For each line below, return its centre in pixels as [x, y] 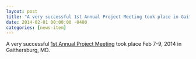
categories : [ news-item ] [36, 27]
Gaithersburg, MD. [28, 50]
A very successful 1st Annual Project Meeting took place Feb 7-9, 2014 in [94, 44]
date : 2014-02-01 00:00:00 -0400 [47, 22]
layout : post [22, 11]
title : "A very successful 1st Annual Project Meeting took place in [92, 17]
